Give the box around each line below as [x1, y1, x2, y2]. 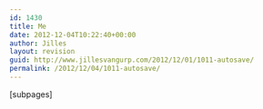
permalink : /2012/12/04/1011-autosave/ [9, 64, 161, 74]
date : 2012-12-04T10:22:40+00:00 [9, 30, 137, 39]
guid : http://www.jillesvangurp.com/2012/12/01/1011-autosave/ [9, 55, 255, 64]
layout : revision [9, 47, 76, 56]
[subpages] [9, 88, 53, 100]
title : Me [9, 22, 47, 31]
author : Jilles [9, 38, 67, 48]
